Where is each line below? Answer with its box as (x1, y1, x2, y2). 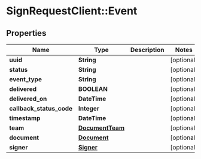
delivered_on (9, 94, 47, 103)
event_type (9, 75, 42, 83)
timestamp (9, 114, 41, 122)
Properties (6, 28, 47, 38)
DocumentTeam (78, 124, 124, 132)
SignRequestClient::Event (6, 4, 138, 18)
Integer (78, 105, 100, 112)
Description (130, 46, 165, 54)
